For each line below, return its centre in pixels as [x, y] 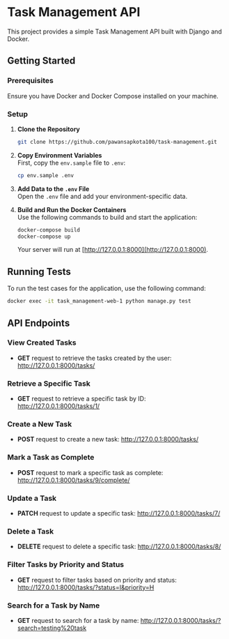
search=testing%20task [52, 628]
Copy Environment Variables [60, 155]
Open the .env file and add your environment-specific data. [102, 196]
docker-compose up [44, 236]
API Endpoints [39, 323]
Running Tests [39, 272]
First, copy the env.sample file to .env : [71, 163]
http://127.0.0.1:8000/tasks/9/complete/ [73, 480]
